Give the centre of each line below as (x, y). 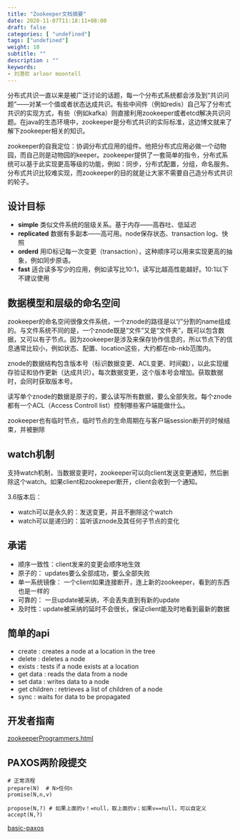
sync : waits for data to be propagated (74, 696)
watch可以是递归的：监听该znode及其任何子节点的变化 (99, 521)
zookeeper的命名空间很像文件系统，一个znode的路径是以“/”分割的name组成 (119, 321)
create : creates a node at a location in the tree (86, 651)
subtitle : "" (27, 54)
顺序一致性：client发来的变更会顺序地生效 (79, 564)
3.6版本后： (25, 496)
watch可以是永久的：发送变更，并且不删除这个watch (95, 512)
